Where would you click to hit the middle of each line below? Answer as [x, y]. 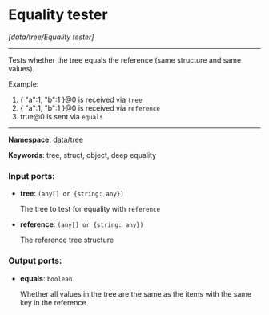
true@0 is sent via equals [62, 116]
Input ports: [32, 176]
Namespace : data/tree [46, 139]
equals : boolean [46, 278]
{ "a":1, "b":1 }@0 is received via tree [81, 99]
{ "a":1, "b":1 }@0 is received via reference [90, 108]
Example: [24, 84]
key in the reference [53, 302]
